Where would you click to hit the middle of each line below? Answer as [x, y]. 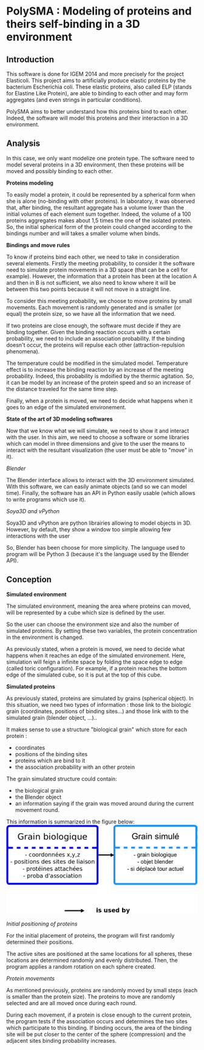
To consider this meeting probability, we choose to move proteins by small [99, 301]
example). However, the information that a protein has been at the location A [102, 276]
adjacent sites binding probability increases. [62, 1040]
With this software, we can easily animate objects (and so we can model [97, 486]
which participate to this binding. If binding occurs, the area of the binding [99, 1028]
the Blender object [38, 797]
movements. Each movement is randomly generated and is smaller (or [94, 307]
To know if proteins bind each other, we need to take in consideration [93, 257]
